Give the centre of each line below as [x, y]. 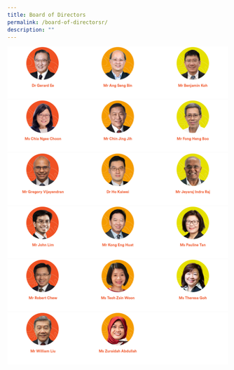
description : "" [31, 29]
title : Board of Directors [47, 15]
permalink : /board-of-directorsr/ [58, 22]
